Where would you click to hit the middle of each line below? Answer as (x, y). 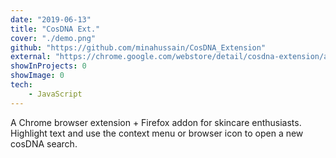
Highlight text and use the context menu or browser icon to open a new (157, 133)
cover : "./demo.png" (53, 38)
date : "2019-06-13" (51, 19)
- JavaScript (55, 94)
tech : (21, 85)
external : (31, 57)
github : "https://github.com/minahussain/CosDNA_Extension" (138, 47)
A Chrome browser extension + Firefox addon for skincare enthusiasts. (156, 122)
